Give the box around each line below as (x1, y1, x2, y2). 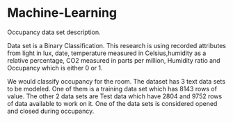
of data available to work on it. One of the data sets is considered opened (7, 99, 218, 107)
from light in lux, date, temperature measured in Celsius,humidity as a (7, 49, 207, 57)
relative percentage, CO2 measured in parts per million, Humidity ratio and (7, 56, 220, 64)
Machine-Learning (7, 5, 117, 21)
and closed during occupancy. (7, 107, 95, 115)
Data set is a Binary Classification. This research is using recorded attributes (7, 41, 226, 49)
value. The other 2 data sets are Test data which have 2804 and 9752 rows (7, 92, 223, 100)
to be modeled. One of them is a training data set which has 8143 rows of (7, 84, 218, 93)
